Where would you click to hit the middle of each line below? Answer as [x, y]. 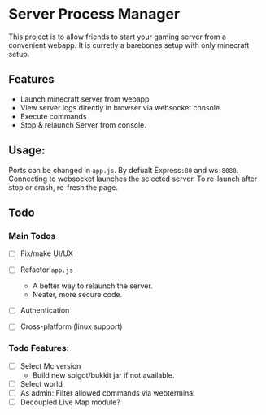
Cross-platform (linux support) [71, 326]
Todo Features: [39, 348]
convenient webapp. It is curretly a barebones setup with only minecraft [129, 45]
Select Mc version [50, 365]
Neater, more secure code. [77, 295]
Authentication [45, 310]
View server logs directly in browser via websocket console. [121, 107]
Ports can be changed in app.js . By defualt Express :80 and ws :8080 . [124, 170]
